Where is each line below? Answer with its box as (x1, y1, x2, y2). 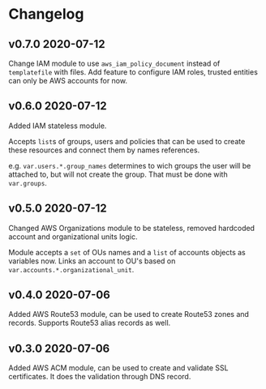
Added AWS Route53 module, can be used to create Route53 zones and (8, 310, 250, 319)
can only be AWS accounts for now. (8, 76, 128, 85)
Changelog (8, 5, 84, 24)
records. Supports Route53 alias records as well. (8, 318, 171, 328)
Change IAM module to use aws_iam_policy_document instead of (8, 58, 221, 68)
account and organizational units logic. (8, 232, 138, 242)
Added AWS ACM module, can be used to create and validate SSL (8, 363, 229, 373)
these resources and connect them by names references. (8, 145, 200, 155)
